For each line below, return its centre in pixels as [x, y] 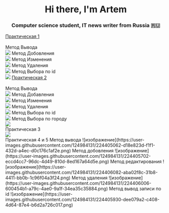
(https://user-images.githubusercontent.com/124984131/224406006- [78, 183]
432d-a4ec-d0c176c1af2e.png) [38, 151]
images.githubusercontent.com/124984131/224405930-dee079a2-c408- [82, 200]
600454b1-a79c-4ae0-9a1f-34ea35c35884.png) [57, 189]
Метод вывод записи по [135, 189]
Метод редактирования [136, 161]
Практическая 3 [23, 129]
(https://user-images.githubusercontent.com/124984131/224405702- [78, 156]
